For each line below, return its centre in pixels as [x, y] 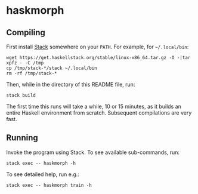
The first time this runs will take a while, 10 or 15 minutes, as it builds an [94, 106]
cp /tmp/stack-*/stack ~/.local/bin [52, 68]
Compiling [26, 33]
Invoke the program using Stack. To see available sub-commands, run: [93, 152]
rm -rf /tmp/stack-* [32, 73]
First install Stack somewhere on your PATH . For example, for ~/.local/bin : [98, 47]
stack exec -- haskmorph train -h [49, 185]
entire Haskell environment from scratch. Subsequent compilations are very [99, 113]
